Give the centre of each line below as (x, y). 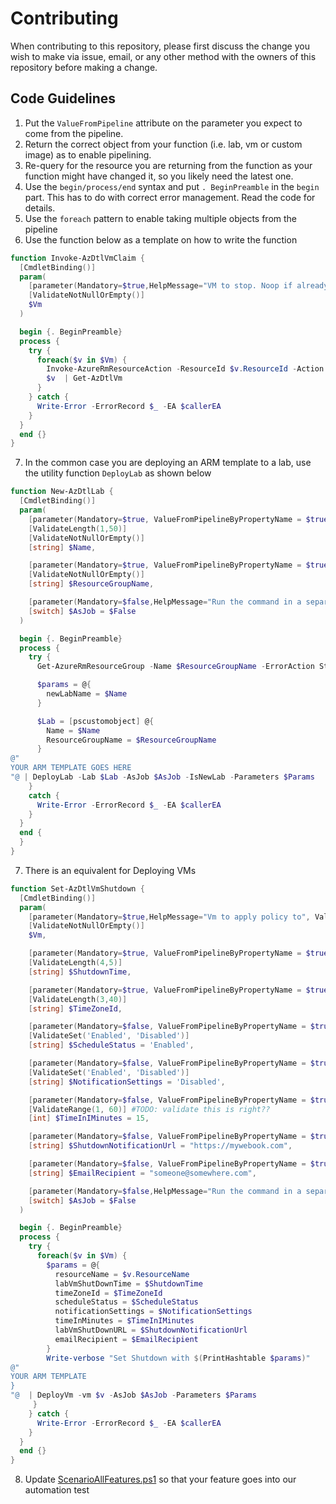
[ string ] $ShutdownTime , (80, 972)
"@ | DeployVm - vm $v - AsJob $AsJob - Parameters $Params (133, 1395)
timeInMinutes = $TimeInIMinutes (124, 1321)
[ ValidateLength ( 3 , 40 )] (78, 999)
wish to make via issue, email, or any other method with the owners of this (163, 56)
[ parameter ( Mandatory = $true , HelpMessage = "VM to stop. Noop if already (178, 286)
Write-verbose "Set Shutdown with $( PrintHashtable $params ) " (178, 1358)
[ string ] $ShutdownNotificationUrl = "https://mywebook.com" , (160, 1146)
